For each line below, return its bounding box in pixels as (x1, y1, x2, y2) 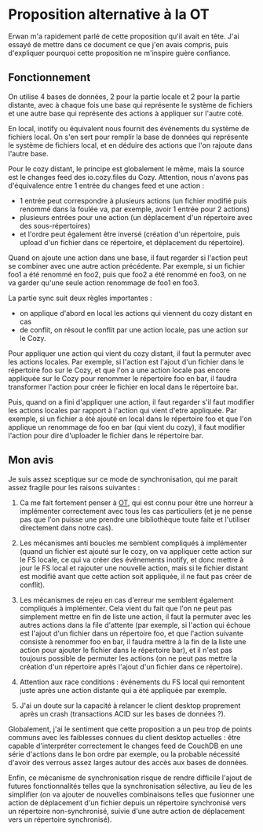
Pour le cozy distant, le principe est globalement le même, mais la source (8, 163, 245, 174)
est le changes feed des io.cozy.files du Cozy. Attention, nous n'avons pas (8, 172, 249, 181)
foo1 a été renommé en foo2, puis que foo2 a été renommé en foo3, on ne (8, 269, 247, 279)
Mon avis (8, 453, 54, 467)
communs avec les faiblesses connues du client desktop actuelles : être (8, 732, 241, 742)
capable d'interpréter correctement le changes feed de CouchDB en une (8, 741, 243, 750)
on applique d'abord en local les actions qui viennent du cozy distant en (19, 308, 253, 317)
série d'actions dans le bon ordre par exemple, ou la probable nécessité (8, 749, 241, 759)
